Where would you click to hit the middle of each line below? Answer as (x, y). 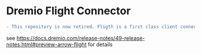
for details (100, 44)
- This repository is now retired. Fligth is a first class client (92, 27)
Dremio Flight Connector (68, 11)
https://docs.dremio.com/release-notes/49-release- (81, 38)
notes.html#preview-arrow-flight (46, 44)
